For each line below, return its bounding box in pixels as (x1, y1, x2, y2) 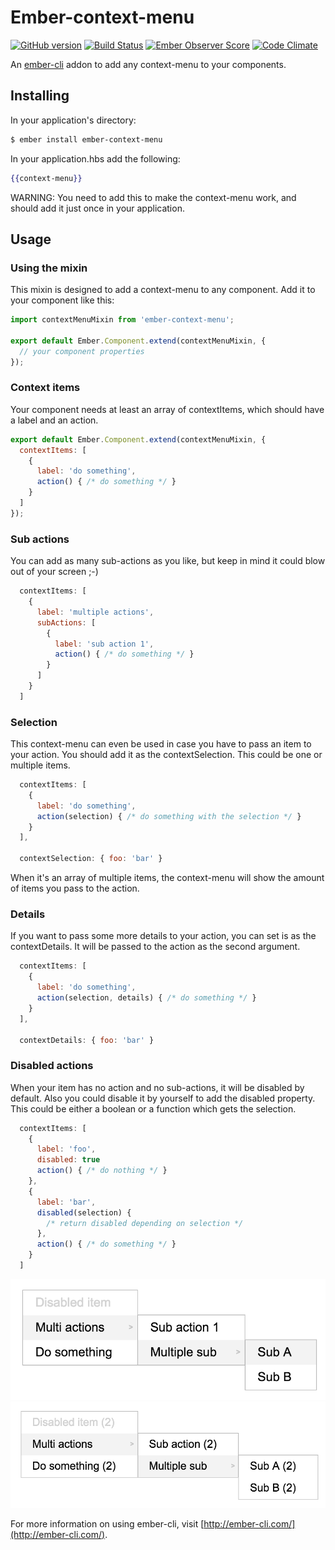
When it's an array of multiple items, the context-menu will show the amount (10, 872, 325, 884)
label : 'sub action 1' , (54, 639, 155, 649)
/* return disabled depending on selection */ (46, 1218, 244, 1228)
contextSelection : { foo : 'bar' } (19, 854, 163, 864)
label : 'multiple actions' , (36, 607, 155, 617)
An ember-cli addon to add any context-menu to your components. (10, 58, 287, 70)
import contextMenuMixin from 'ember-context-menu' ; (10, 315, 235, 325)
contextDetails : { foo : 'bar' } (19, 1035, 155, 1045)
